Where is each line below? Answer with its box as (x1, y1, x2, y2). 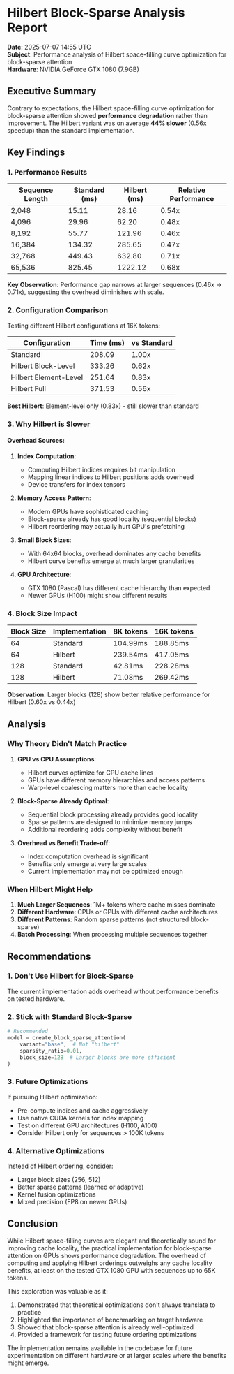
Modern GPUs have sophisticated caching (27, 507, 149, 516)
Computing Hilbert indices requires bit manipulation (27, 465, 176, 474)
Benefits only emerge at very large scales (27, 859, 148, 868)
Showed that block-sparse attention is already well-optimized (17, 1322, 194, 1331)
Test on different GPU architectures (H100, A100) (17, 1121, 158, 1130)
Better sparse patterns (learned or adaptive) (17, 1183, 144, 1191)
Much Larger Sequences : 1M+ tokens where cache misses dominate (17, 900, 216, 909)
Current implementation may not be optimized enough (27, 867, 183, 875)
